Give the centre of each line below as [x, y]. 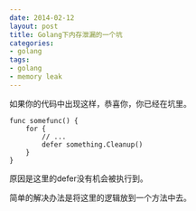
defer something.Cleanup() [93, 144]
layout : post [34, 26]
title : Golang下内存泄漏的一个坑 [66, 34]
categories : [32, 43]
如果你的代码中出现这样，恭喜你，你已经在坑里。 [100, 103]
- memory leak [36, 77]
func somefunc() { [44, 120]
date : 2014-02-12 [42, 18]
